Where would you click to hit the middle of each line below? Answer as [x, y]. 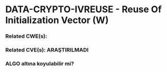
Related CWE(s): [26, 36]
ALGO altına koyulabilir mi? [40, 63]
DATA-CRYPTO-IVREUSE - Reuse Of [83, 9]
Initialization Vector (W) [57, 20]
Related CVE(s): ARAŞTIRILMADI [47, 50]
